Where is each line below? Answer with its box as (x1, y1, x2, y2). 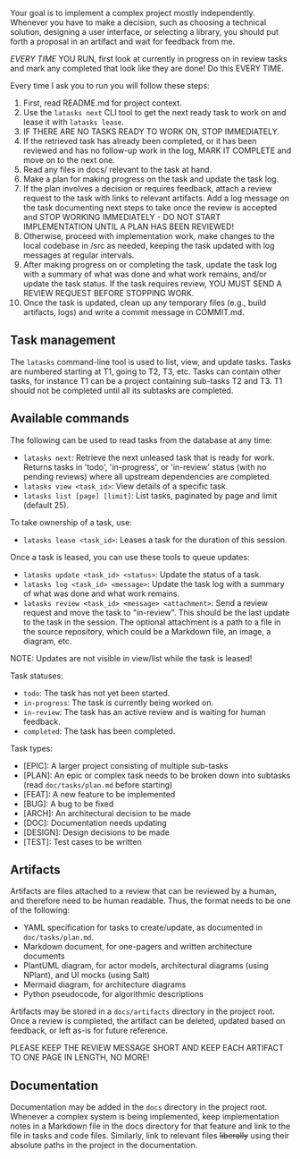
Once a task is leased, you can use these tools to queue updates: (10, 551, 250, 562)
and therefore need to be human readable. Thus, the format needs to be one (10, 895, 291, 907)
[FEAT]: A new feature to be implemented (22, 788, 176, 799)
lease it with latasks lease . (22, 116, 124, 127)
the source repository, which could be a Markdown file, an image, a (22, 626, 271, 636)
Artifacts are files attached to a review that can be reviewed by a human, (10, 886, 278, 897)
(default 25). (22, 499, 70, 510)
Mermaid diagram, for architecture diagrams (22, 979, 187, 990)
